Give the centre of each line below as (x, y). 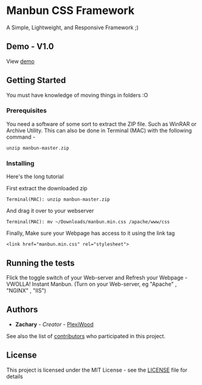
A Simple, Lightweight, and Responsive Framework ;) (72, 27)
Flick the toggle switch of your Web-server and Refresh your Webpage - (97, 277)
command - (21, 137)
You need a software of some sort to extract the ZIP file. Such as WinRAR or (101, 124)
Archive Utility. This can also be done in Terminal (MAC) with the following (99, 130)
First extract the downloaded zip (47, 189)
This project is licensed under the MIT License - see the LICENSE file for (97, 370)
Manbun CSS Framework (71, 11)
